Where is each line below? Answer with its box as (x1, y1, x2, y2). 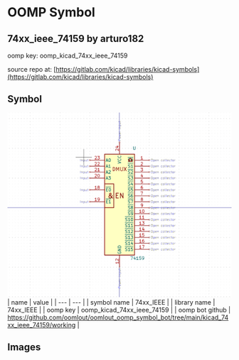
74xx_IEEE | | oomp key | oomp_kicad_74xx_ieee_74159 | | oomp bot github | (7, 305, 231, 314)
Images (7, 342, 41, 353)
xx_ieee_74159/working (7, 320, 76, 329)
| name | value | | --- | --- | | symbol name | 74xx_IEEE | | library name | (7, 298, 216, 306)
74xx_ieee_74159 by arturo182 (7, 33, 144, 45)
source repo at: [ (7, 65, 56, 73)
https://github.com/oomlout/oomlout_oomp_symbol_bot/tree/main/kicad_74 (7, 313, 229, 322)
